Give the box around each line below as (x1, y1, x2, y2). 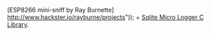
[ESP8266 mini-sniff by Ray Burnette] (7, 6, 114, 14)
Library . (7, 21, 29, 28)
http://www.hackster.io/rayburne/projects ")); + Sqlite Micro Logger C (7, 13, 204, 21)
